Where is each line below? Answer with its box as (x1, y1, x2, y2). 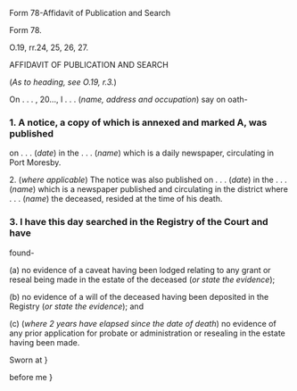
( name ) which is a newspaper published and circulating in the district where (9, 184, 288, 195)
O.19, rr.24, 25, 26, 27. (9, 42, 89, 53)
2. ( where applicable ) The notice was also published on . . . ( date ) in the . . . (9, 174, 287, 186)
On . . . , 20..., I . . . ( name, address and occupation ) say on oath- (9, 94, 248, 104)
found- (9, 247, 35, 258)
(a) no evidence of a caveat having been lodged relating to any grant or (9, 264, 271, 275)
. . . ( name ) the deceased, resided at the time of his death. (9, 194, 223, 204)
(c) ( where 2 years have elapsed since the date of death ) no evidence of (9, 318, 276, 329)
